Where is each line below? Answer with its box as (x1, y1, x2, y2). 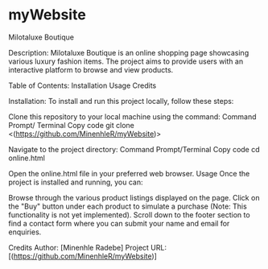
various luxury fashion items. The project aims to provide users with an (8, 56, 244, 66)
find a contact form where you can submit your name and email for (8, 218, 230, 228)
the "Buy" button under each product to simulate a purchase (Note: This (8, 201, 247, 211)
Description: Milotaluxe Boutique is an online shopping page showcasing (8, 48, 249, 57)
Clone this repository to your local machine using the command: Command (8, 111, 257, 122)
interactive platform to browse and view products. (8, 64, 174, 74)
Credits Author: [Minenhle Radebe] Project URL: (8, 242, 167, 252)
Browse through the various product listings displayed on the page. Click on (8, 192, 260, 202)
